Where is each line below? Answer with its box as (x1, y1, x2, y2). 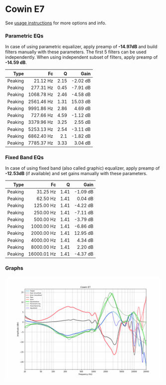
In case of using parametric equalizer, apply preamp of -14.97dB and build (5, 44, 158, 50)
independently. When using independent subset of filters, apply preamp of (5, 54, 158, 60)
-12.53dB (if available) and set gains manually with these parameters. (5, 171, 148, 177)
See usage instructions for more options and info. (5, 20, 107, 26)
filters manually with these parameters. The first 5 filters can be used (5, 49, 147, 55)
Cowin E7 (5, 3, 45, 15)
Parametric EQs (5, 32, 44, 39)
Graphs (5, 265, 23, 272)
